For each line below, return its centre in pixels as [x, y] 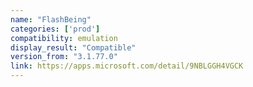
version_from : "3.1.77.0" [64, 57]
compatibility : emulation [64, 38]
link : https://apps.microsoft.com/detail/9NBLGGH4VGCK [127, 66]
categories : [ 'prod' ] [55, 29]
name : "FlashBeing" [51, 19]
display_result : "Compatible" [73, 47]
